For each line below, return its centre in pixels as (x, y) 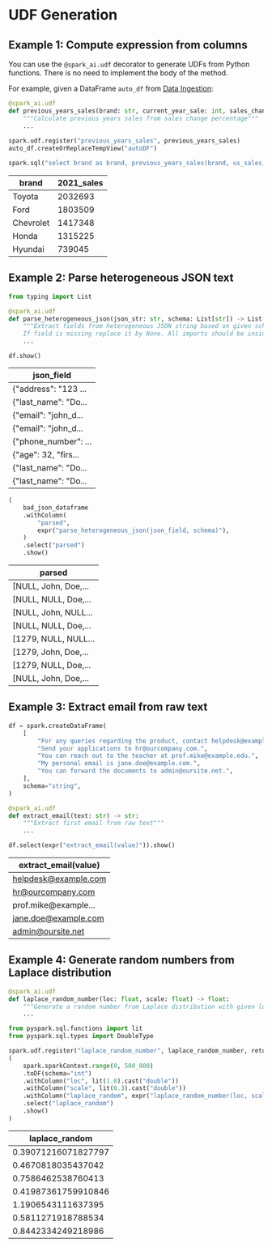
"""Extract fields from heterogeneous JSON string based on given (137, 326)
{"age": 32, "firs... (46, 455)
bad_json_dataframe (56, 508)
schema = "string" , (52, 786)
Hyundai (28, 249)
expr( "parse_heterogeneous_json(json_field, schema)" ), (134, 530)
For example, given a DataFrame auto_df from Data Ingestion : (111, 88)
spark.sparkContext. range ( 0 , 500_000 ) (88, 1066)
